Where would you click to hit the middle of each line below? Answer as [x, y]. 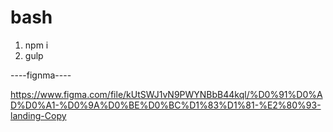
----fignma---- [41, 75]
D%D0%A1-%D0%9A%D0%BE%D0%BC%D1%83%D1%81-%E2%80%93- [166, 105]
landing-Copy [38, 115]
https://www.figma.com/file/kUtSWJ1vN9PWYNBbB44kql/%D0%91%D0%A [166, 94]
